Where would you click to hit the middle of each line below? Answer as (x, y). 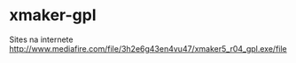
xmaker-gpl (53, 15)
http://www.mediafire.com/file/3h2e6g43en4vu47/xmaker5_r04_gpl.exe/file (148, 48)
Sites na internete (41, 39)
